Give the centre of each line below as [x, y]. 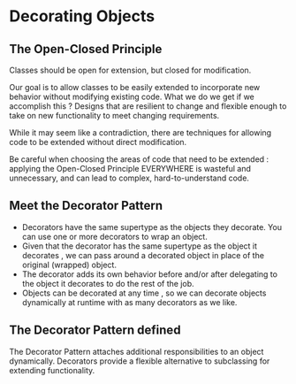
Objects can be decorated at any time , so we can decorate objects [144, 293]
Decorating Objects [82, 16]
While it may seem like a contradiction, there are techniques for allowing [140, 133]
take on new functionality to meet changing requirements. [114, 115]
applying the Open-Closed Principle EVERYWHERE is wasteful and [130, 169]
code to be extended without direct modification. [98, 142]
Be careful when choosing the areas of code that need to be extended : [139, 159]
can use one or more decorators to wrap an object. [114, 236]
